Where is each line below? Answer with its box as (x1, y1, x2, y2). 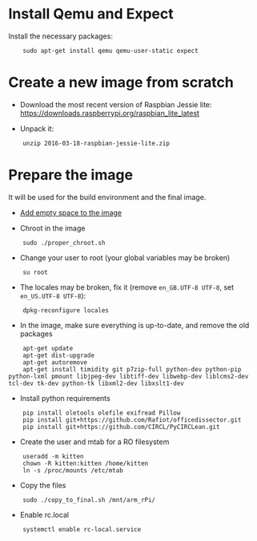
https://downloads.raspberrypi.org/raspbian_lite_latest (19, 108, 200, 118)
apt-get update (22, 344, 74, 352)
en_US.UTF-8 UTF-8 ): (19, 291, 86, 300)
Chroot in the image (19, 223, 86, 233)
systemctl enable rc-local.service (22, 525, 142, 533)
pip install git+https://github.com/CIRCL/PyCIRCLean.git (22, 423, 220, 431)
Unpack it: (19, 123, 54, 133)
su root (22, 268, 48, 276)
